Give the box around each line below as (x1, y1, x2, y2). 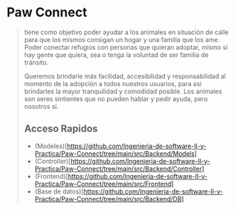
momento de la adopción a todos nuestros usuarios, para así (23, 79, 202, 88)
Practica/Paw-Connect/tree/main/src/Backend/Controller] (34, 164, 205, 173)
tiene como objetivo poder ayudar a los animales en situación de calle (23, 28, 229, 36)
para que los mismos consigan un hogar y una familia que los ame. (23, 35, 220, 43)
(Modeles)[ (34, 142, 68, 150)
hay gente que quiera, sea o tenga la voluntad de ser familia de (23, 51, 209, 59)
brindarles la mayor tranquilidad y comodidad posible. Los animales (23, 87, 222, 95)
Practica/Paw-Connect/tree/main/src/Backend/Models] (34, 149, 197, 157)
